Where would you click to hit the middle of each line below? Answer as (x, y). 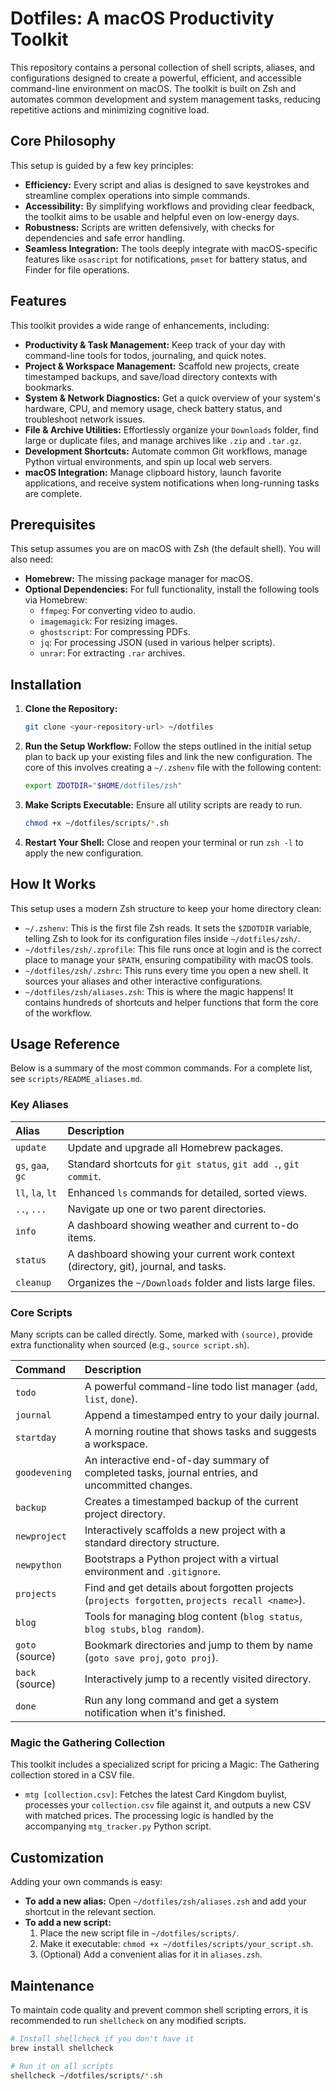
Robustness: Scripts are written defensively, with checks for (149, 227)
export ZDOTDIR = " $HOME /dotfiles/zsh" (103, 786)
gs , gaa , (32, 1165)
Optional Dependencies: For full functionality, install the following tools (172, 589)
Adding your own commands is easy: (86, 1882)
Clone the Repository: (71, 709)
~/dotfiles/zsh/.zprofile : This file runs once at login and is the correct (173, 949)
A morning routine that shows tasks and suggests (200, 1432)
